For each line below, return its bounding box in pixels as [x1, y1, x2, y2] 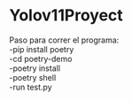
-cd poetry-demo [9, 53, 73, 64]
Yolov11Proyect [9, 5, 124, 26]
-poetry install [9, 63, 60, 74]
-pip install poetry [9, 43, 74, 54]
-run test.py [9, 82, 52, 92]
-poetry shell [9, 72, 57, 82]
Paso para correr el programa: [9, 35, 120, 45]
